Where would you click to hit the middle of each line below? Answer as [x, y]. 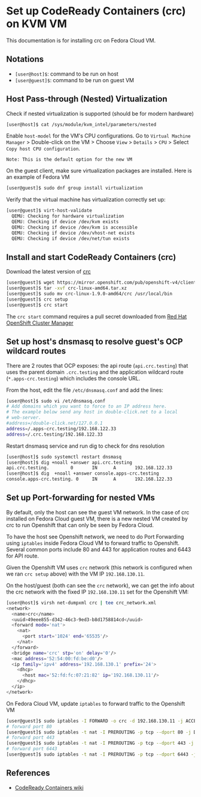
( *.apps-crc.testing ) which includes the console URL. [73, 378]
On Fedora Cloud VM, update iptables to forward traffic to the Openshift [96, 703]
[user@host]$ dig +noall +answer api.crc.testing [69, 462]
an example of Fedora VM [38, 177]
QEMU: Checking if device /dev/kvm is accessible [74, 227]
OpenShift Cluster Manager [40, 323]
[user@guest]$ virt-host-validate [49, 211]
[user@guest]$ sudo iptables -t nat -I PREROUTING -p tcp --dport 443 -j [100, 743]
